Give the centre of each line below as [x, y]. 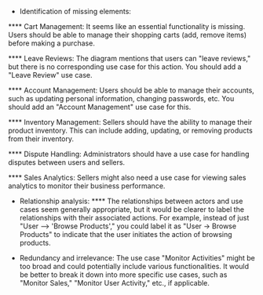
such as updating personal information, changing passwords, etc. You [121, 98]
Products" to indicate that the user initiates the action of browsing [126, 234]
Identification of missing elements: [75, 11]
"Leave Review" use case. [50, 75]
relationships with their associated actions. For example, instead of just [134, 218]
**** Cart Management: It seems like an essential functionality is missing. [127, 26]
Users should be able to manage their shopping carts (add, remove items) [128, 35]
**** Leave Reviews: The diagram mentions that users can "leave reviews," [130, 58]
